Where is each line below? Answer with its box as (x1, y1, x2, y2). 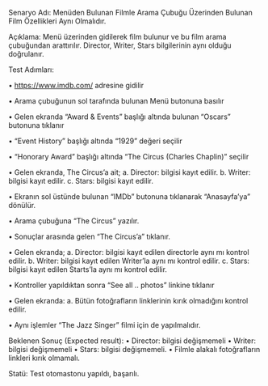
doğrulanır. (8, 49, 44, 58)
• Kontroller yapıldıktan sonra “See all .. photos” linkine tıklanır (8, 280, 215, 290)
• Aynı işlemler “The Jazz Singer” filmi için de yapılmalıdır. (8, 320, 201, 329)
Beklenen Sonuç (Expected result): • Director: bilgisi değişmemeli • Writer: (8, 336, 257, 346)
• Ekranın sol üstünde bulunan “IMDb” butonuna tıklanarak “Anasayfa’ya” (8, 192, 251, 201)
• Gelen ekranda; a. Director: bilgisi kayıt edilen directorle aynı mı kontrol (8, 248, 249, 257)
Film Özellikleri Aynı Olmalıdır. (8, 16, 107, 26)
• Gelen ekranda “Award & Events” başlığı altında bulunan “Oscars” (8, 112, 232, 121)
